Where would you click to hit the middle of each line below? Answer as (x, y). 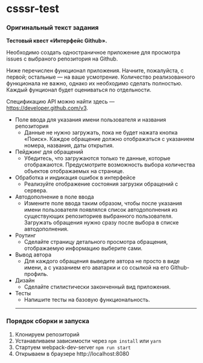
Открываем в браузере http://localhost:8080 (72, 353)
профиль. (36, 274)
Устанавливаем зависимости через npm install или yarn (88, 341)
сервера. (36, 191)
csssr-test (33, 9)
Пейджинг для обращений (49, 152)
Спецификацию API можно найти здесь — (60, 102)
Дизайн (25, 281)
